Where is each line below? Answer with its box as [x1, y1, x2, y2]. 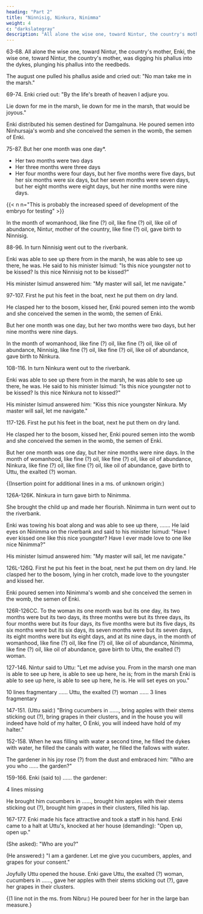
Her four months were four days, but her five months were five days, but [14, 170, 196, 177]
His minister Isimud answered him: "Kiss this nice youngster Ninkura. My [6, 401, 187, 408]
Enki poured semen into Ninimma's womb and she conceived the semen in [6, 589, 192, 597]
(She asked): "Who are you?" [6, 840, 79, 848]
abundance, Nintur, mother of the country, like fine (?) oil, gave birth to [6, 225, 182, 233]
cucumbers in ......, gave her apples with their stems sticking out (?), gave [6, 876, 188, 884]
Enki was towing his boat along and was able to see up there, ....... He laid [6, 522, 189, 529]
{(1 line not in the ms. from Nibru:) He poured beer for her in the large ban [6, 895, 189, 902]
